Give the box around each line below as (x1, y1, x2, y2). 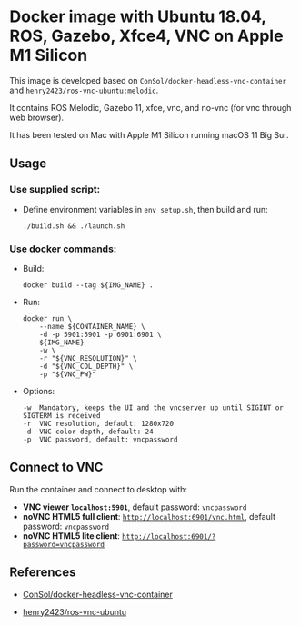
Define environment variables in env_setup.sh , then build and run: (22, 204, 268, 214)
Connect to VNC (9, 460, 104, 475)
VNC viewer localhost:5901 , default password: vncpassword (22, 502, 247, 512)
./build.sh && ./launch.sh (22, 221, 125, 231)
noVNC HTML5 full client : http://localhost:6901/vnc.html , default (22, 511, 275, 522)
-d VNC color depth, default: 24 (22, 427, 154, 436)
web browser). (9, 112, 65, 123)
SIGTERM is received (22, 411, 101, 420)
